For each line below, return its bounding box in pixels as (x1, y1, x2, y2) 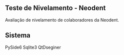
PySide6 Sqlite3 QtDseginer (5, 44, 61, 50)
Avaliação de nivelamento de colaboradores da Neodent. (5, 17, 120, 23)
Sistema (5, 31, 31, 40)
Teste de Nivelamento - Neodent (5, 4, 106, 12)
